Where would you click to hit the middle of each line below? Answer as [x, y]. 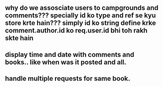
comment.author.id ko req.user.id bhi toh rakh [76, 31]
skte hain [19, 38]
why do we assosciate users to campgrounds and [82, 8]
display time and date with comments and [70, 54]
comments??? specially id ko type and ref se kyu [81, 16]
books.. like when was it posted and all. [66, 62]
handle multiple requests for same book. [68, 79]
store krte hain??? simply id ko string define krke [81, 23]
